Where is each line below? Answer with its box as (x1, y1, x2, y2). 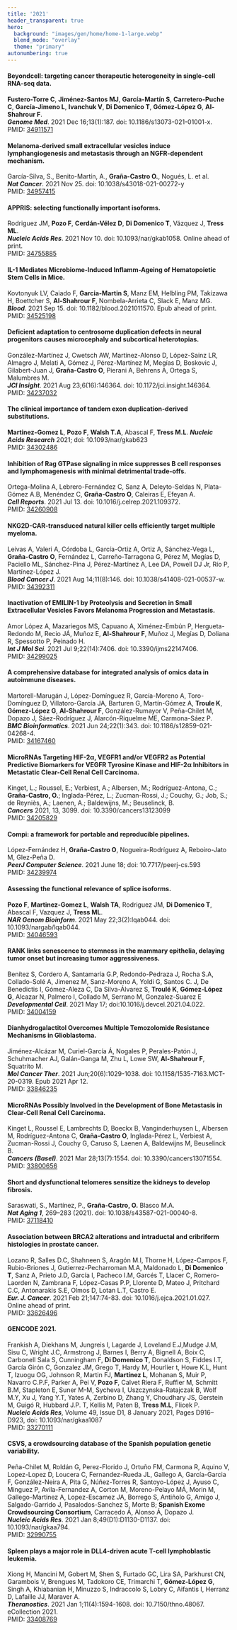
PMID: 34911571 (7, 125, 54, 134)
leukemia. (7, 1554, 37, 1563)
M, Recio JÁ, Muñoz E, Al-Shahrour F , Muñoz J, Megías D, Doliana (35, 629, 230, 638)
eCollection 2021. (7, 1607, 58, 1616)
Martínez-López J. (7, 567, 62, 576)
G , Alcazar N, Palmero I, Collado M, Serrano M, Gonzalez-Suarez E (7, 992, 202, 1001)
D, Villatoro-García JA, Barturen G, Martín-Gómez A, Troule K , (42, 698, 223, 707)
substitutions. (7, 412, 50, 421)
